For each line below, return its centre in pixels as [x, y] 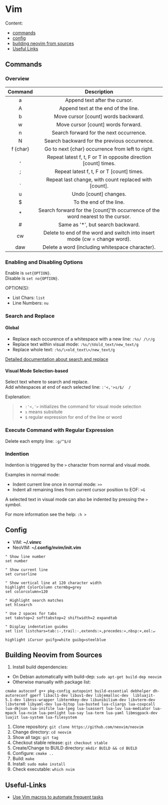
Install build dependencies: [40, 667]
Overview [17, 79]
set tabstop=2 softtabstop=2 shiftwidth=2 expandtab [61, 618]
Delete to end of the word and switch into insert [99, 233]
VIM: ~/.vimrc [27, 542]
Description [99, 92]
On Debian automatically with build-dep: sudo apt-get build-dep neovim [87, 677]
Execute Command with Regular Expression [59, 430]
